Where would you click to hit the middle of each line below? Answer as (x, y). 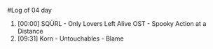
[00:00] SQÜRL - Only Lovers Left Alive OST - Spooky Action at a (112, 23)
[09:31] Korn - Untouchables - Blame (70, 38)
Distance (30, 31)
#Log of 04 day (30, 10)
